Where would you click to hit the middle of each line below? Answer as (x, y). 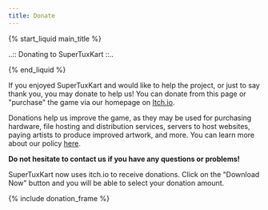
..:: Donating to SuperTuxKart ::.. (61, 54)
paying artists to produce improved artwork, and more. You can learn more (131, 135)
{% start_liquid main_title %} (55, 38)
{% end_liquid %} (37, 70)
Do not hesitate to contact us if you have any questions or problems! (124, 159)
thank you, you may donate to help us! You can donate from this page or (127, 94)
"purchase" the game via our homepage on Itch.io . (92, 102)
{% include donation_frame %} (59, 198)
